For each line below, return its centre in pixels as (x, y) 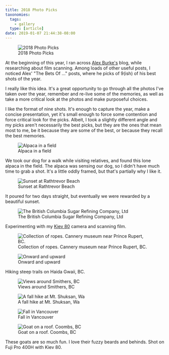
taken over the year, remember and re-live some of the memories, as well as (84, 94)
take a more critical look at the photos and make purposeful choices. (76, 99)
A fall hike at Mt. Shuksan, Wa (49, 302)
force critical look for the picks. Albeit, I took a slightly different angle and (81, 120)
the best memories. (25, 136)
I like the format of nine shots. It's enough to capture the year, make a (77, 109)
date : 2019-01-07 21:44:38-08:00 (40, 33)
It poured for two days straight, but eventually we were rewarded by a (78, 196)
